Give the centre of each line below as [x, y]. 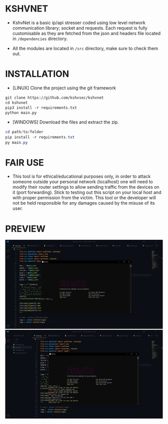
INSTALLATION [37, 74]
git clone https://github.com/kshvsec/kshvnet [54, 98]
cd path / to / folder [24, 132]
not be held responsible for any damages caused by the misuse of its [83, 203]
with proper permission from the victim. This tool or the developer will [84, 198]
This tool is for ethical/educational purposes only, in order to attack [81, 177]
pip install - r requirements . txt [40, 137]
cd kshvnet [16, 103]
